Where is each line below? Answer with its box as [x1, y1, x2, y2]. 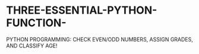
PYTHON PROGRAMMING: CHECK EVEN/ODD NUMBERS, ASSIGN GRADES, [6, 36, 193, 43]
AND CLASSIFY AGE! [6, 42, 58, 49]
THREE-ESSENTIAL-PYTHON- [6, 4, 157, 17]
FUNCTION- [6, 16, 67, 30]
